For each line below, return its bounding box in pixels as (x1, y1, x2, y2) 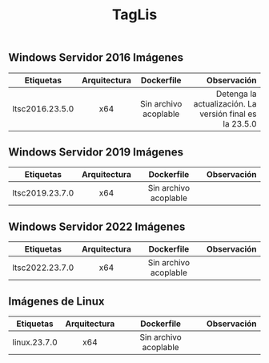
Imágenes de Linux (8, 294, 105, 308)
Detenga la (215, 88, 257, 99)
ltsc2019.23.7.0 (12, 188, 74, 199)
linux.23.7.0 (12, 337, 58, 348)
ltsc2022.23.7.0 (12, 262, 74, 273)
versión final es (199, 108, 257, 119)
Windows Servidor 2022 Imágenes (8, 220, 186, 233)
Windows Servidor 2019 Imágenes (8, 146, 184, 159)
